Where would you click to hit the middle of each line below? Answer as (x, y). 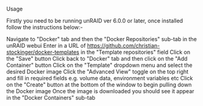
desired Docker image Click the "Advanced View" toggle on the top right (98, 72)
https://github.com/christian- (124, 46)
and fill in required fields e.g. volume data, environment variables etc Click (100, 78)
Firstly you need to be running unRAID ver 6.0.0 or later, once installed (95, 21)
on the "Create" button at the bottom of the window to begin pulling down (99, 85)
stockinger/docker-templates (43, 52)
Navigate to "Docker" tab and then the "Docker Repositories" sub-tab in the (102, 39)
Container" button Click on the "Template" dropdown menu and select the (99, 65)
